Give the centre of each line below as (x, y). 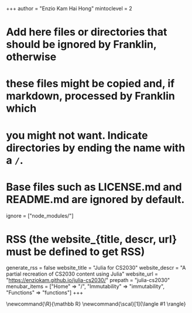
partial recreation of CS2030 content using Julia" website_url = (82, 274)
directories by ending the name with (96, 148)
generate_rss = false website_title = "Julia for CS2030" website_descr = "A (96, 268)
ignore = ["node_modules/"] (40, 215)
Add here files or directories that (87, 32)
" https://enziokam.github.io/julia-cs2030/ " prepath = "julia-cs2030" (88, 280)
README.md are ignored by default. (95, 199)
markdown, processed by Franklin (91, 96)
